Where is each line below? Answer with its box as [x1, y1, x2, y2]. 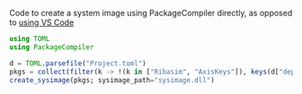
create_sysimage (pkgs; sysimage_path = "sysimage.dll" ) [9, 75, 216, 84]
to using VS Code [9, 17, 75, 28]
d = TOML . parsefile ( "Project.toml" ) [9, 58, 147, 68]
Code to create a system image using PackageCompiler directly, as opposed [9, 8, 293, 18]
